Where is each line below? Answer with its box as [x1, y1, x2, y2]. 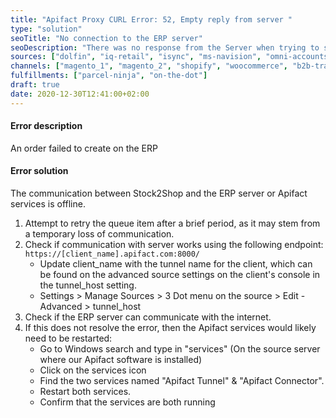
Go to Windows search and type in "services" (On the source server [39, 343, 321, 355]
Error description [10, 120, 83, 132]
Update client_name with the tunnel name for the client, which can [39, 258, 313, 270]
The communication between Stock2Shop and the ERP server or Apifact [10, 187, 308, 200]
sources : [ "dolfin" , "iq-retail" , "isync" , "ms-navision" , [10, 52, 262, 62]
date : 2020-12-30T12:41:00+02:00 [10, 89, 150, 99]
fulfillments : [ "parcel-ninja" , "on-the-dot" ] [10, 71, 208, 81]
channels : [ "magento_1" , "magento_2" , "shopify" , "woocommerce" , [10, 61, 289, 71]
